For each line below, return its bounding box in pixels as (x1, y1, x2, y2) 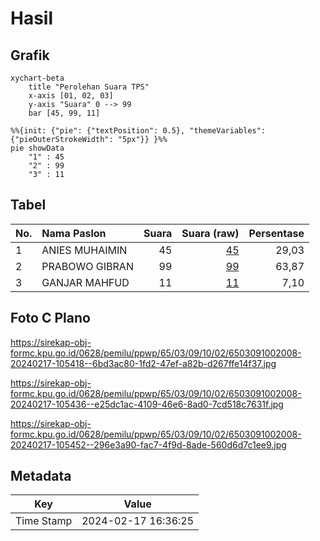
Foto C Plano (10, 310, 91, 327)
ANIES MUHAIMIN (41, 243, 128, 257)
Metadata (10, 468, 72, 485)
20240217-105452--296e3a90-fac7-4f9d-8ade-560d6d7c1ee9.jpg (10, 438, 287, 451)
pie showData (10, 143, 65, 153)
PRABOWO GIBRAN (41, 259, 134, 273)
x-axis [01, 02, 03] (28, 91, 114, 101)
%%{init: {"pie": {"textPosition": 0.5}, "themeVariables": (10, 126, 267, 136)
